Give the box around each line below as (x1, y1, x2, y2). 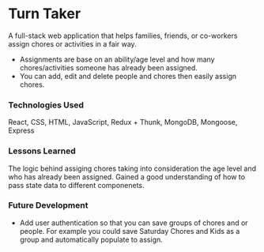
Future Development (8, 200, 89, 211)
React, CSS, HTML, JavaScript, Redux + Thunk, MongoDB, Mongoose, (8, 118, 238, 127)
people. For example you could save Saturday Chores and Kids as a (19, 226, 240, 235)
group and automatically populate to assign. (19, 235, 164, 244)
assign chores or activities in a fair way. (8, 39, 137, 48)
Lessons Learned (8, 145, 77, 156)
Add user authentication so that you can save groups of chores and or (19, 218, 248, 228)
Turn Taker (8, 5, 81, 23)
